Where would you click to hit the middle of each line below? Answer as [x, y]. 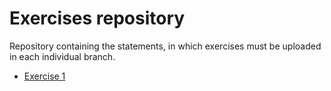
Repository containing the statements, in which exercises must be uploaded [165, 46]
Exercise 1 [44, 76]
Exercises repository [97, 18]
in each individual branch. [62, 56]
